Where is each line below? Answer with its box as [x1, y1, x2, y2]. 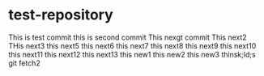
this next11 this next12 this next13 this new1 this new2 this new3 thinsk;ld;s [8, 49, 257, 59]
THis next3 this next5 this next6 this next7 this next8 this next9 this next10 [8, 40, 257, 50]
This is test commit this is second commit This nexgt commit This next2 [8, 32, 247, 42]
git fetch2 [8, 58, 40, 68]
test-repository [8, 6, 113, 24]
